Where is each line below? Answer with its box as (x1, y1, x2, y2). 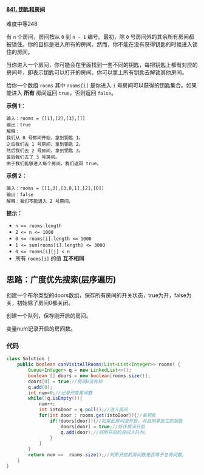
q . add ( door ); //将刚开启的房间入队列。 (60, 429, 149, 436)
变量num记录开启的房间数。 (6, 325, 76, 332)
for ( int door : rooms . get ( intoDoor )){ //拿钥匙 (38, 412, 156, 419)
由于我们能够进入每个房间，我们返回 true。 (6, 161, 101, 167)
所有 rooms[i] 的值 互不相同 (15, 255, 84, 262)
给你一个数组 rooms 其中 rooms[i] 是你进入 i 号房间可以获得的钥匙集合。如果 (6, 82, 197, 89)
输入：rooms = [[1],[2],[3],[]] (6, 115, 86, 121)
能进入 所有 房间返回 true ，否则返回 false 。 (6, 89, 117, 97)
